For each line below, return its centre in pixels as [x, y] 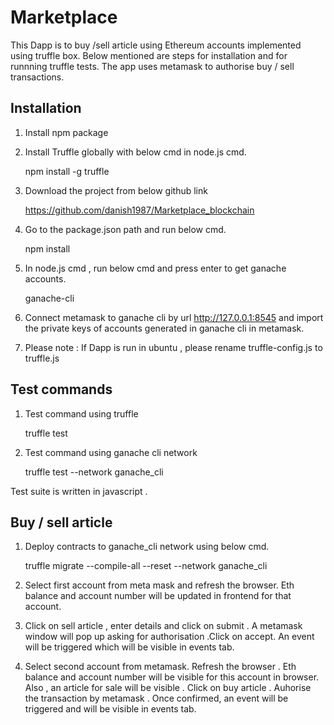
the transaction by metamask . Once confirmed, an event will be [156, 698]
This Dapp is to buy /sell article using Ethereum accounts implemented [156, 45]
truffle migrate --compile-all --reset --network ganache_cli [146, 566]
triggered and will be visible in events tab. [110, 709]
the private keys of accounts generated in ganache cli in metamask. [164, 328]
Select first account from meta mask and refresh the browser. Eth [159, 585]
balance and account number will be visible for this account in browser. [172, 677]
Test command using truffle [81, 413]
